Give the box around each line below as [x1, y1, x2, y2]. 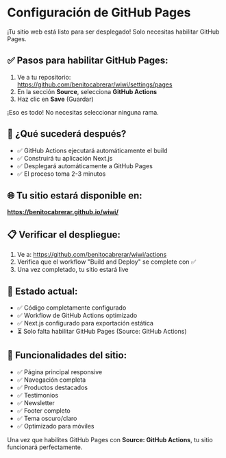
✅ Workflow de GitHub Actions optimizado [16, 311, 138, 319]
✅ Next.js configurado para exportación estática [16, 319, 154, 327]
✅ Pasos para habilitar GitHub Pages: [7, 55, 169, 67]
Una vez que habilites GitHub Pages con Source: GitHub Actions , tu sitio [7, 435, 214, 444]
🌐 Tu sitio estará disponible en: [7, 190, 142, 201]
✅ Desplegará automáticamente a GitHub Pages [16, 161, 153, 170]
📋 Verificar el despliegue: [7, 229, 121, 240]
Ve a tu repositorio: [16, 73, 71, 81]
